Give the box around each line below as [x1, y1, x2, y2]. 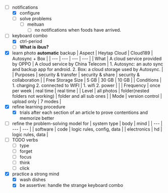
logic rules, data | [12, 131, 48, 138]
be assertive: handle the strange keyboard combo [19, 182, 124, 188]
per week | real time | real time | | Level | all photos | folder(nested [12, 88, 149, 94]
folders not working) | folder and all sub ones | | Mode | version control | [12, 93, 162, 99]
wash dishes [19, 176, 46, 183]
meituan [27, 21, 44, 27]
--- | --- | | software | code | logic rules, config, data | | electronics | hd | [12, 126, 162, 132]
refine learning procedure [12, 103, 66, 110]
